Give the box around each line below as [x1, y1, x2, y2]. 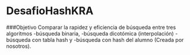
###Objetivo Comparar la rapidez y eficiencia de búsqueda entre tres [6, 24, 176, 31]
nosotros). [6, 43, 31, 50]
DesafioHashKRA [6, 4, 94, 18]
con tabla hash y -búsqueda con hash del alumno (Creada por [31, 36, 184, 43]
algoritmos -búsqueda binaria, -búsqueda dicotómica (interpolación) [6, 30, 174, 37]
